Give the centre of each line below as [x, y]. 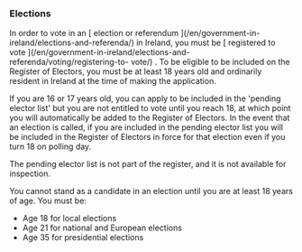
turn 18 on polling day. [50, 146]
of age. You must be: [48, 201]
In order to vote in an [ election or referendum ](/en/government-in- [135, 33]
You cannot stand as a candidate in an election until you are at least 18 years [151, 191]
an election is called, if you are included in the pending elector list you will [146, 127]
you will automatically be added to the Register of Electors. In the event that [150, 118]
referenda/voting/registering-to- [69, 62]
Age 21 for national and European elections [102, 228]
